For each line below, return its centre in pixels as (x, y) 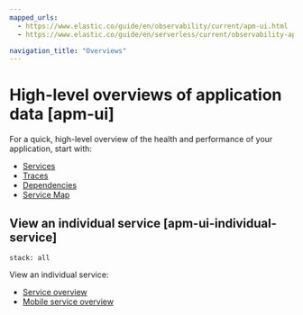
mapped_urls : (34, 18)
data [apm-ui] (62, 114)
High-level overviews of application (146, 95)
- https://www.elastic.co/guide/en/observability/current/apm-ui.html (153, 26)
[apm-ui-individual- (220, 223)
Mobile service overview (68, 301)
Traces (35, 175)
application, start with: (51, 148)
